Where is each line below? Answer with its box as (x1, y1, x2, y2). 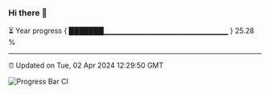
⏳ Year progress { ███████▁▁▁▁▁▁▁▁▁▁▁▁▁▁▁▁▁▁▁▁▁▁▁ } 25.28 (8, 26, 255, 35)
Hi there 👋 (8, 7, 48, 18)
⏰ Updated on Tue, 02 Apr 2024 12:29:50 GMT (8, 60, 164, 71)
